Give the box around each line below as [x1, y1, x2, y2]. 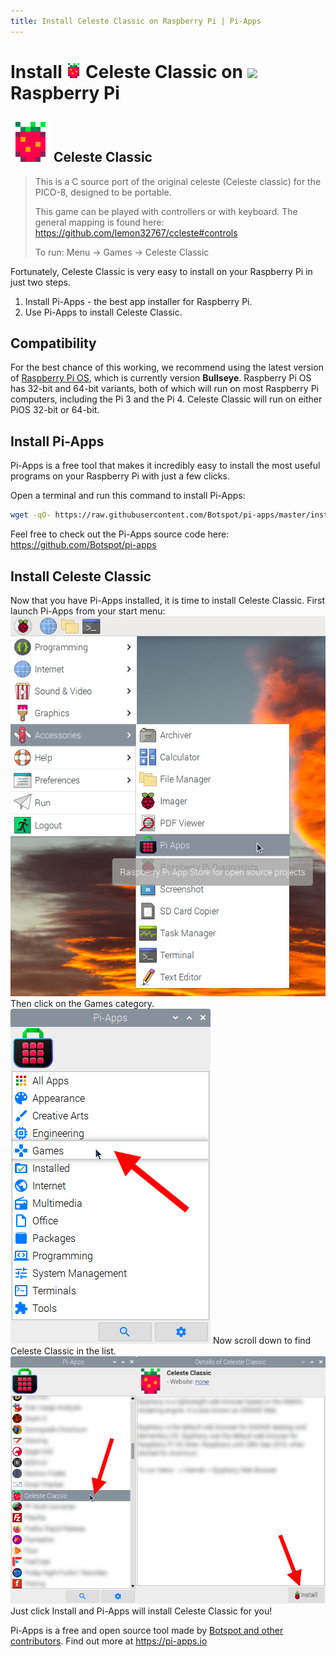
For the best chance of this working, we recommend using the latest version [10, 361, 324, 374]
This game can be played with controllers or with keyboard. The [34, 205, 298, 217]
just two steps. [10, 276, 71, 288]
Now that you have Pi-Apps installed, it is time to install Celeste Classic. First [10, 594, 326, 606]
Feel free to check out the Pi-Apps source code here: [10, 528, 230, 540]
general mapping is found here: [34, 216, 165, 228]
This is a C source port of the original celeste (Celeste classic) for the [34, 175, 322, 187]
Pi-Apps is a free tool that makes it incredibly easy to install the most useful [10, 460, 321, 472]
